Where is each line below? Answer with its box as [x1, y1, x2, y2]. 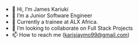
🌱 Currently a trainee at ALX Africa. [11, 18, 98, 25]
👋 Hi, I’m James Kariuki [11, 6, 69, 12]
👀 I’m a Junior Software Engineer [11, 12, 93, 19]
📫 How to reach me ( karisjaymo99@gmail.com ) [11, 32, 129, 38]
